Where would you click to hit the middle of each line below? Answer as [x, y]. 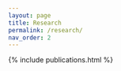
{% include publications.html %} [61, 60]
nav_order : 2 [30, 37]
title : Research [35, 23]
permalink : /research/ [45, 30]
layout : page [30, 15]
